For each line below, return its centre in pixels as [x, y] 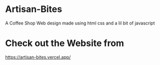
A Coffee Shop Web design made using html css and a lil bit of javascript [80, 23]
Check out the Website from [64, 43]
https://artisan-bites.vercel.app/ [38, 57]
